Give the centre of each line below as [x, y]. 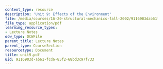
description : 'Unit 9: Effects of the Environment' [58, 14]
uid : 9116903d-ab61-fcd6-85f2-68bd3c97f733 [50, 59]
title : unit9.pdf [23, 55]
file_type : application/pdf [33, 23]
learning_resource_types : [31, 28]
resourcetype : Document [29, 50]
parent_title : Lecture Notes [34, 41]
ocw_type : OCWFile [24, 37]
